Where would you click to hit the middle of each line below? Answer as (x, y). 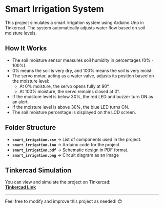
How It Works (26, 48)
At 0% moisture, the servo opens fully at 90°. (64, 86)
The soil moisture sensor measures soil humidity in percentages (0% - (83, 60)
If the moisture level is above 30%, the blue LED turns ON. (71, 107)
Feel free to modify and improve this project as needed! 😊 (64, 201)
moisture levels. (21, 33)
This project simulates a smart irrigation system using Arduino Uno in (74, 23)
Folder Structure (31, 128)
